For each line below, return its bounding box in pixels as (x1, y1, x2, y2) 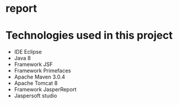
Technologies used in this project (5, 29, 173, 42)
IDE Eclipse (14, 48, 42, 55)
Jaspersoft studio (14, 92, 57, 99)
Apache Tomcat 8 (14, 80, 58, 87)
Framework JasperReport (14, 86, 77, 93)
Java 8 (14, 55, 31, 62)
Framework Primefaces (14, 67, 72, 74)
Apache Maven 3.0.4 (14, 73, 66, 81)
